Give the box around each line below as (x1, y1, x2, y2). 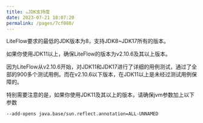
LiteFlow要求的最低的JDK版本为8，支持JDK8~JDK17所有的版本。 (6, 38, 170, 45)
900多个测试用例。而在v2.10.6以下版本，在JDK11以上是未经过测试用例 (16, 71, 192, 78)
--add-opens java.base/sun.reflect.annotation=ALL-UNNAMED (6, 111, 159, 117)
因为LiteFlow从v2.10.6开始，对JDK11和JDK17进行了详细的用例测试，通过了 (6, 63, 192, 70)
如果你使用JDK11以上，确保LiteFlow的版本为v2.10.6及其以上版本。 (6, 50, 171, 58)
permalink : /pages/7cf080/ (6, 20, 75, 26)
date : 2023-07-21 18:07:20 (6, 15, 75, 21)
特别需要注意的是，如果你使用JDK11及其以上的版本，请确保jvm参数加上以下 (6, 91, 195, 99)
